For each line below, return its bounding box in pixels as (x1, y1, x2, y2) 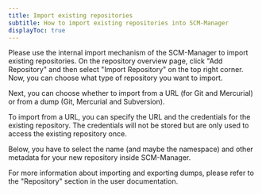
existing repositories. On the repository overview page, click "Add (8, 56, 223, 66)
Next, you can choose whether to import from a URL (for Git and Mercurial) (8, 89, 254, 98)
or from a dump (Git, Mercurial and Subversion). (8, 97, 165, 107)
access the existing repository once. (8, 129, 127, 139)
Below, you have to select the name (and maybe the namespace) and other (8, 144, 254, 154)
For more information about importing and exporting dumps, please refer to (8, 168, 254, 178)
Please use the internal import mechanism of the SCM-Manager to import (8, 48, 249, 58)
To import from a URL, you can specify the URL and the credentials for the (8, 112, 251, 122)
